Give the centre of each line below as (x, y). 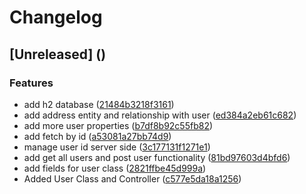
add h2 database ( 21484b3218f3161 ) (99, 104)
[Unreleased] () (58, 54)
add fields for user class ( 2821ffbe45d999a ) (115, 168)
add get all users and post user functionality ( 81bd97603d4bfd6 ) (157, 157)
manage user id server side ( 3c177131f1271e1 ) (117, 147)
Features (31, 83)
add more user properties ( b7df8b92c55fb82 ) (118, 125)
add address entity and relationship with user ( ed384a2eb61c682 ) (160, 115)
